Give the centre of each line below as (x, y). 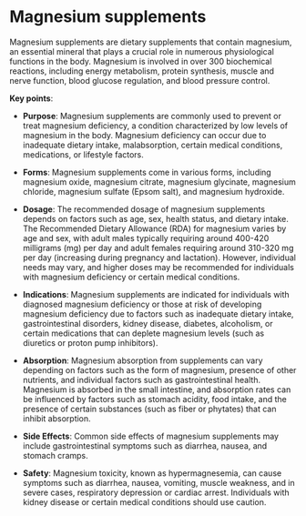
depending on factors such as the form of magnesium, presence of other (159, 369)
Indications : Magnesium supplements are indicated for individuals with (156, 294)
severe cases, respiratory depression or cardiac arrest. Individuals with (156, 492)
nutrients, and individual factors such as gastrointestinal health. (142, 379)
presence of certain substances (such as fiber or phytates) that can (149, 409)
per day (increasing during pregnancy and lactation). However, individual (159, 258)
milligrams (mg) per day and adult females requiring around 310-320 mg (158, 248)
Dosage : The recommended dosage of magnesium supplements (144, 209)
